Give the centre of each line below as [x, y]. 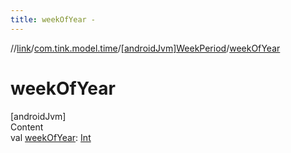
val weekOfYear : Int [51, 137]
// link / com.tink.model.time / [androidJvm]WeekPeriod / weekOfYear [145, 48]
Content [27, 127]
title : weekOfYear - [53, 19]
